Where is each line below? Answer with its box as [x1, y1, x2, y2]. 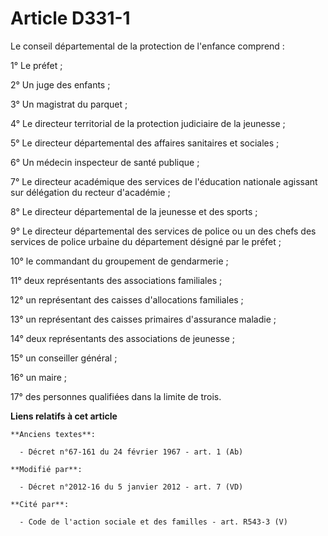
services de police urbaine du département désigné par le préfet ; [10, 235, 282, 247]
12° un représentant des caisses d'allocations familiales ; [10, 293, 244, 306]
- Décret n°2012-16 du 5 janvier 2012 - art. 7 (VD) [19, 482, 244, 492]
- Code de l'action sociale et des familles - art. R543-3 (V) [19, 517, 288, 527]
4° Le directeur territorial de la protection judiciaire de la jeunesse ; [10, 117, 286, 129]
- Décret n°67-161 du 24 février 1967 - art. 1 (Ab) [19, 447, 244, 457]
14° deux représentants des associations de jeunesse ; [10, 332, 236, 344]
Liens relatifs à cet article [10, 410, 118, 422]
